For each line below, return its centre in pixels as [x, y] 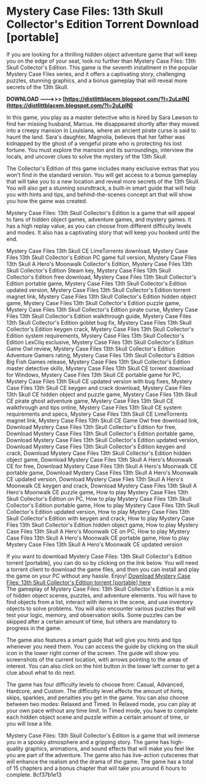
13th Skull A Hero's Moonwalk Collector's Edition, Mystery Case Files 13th [100, 264]
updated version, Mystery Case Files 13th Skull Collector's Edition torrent [99, 290]
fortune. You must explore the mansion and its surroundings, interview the [100, 150]
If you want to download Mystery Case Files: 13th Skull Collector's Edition [99, 556]
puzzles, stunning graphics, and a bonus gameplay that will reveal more [97, 80]
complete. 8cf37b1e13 [34, 774]
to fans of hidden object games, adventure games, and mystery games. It [99, 219]
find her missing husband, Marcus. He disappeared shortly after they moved [103, 123]
